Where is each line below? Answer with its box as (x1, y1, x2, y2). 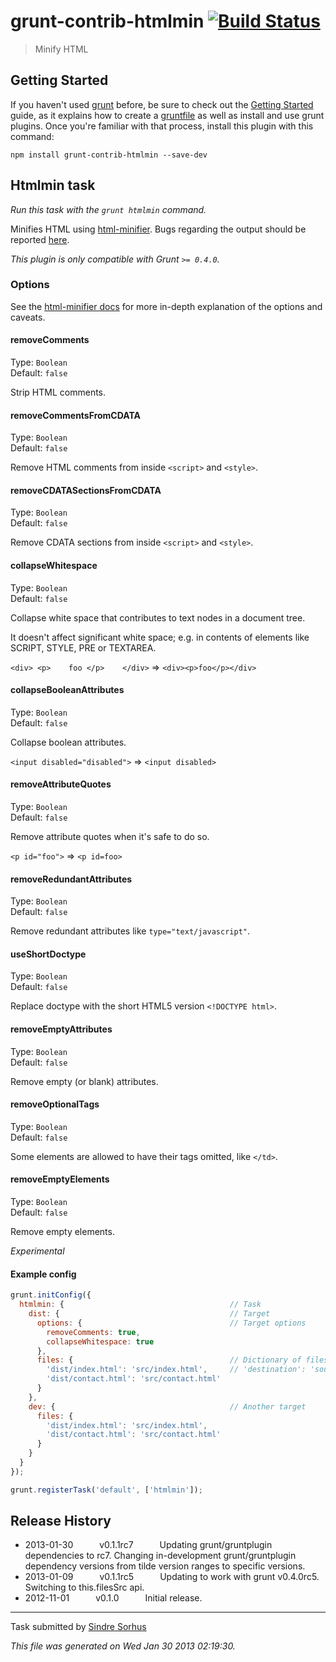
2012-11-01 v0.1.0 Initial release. (24, 1592, 203, 1604)
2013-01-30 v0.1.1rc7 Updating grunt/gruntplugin (24, 1539, 273, 1551)
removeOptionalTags (10, 1098, 100, 1110)
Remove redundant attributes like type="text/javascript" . (10, 925, 250, 937)
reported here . (10, 233, 70, 245)
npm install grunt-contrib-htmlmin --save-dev (10, 150, 208, 160)
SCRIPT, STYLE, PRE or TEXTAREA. (10, 641, 157, 654)
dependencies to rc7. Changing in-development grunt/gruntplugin (24, 1550, 297, 1562)
